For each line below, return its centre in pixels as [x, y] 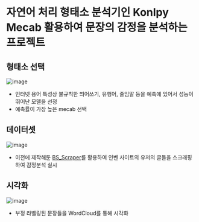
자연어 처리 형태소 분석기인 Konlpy [87, 12]
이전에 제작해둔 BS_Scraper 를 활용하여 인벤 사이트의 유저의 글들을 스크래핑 [103, 157]
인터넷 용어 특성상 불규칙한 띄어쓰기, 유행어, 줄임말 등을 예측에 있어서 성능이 [104, 94]
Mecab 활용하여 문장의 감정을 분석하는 [97, 27]
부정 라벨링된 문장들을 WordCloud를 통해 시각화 [71, 213]
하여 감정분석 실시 [36, 165]
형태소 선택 [26, 67]
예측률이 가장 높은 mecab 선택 [51, 109]
